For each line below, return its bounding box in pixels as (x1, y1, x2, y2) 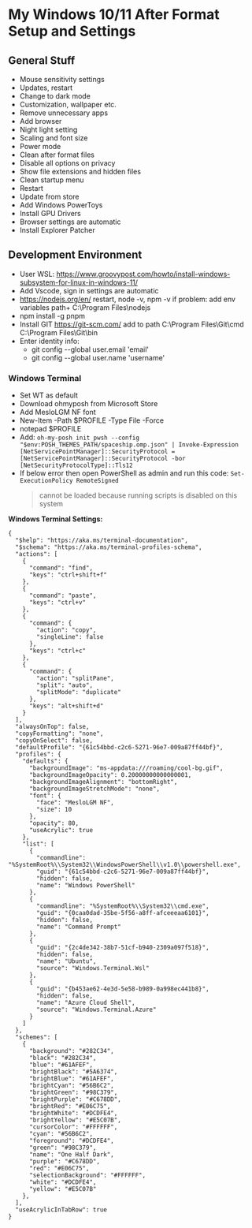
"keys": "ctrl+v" (28, 599, 87, 607)
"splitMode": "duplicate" (36, 689, 122, 696)
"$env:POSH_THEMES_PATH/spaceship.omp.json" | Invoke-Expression (19, 441, 239, 449)
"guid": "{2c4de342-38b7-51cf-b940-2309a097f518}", (36, 944, 210, 952)
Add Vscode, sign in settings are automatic (19, 286, 159, 295)
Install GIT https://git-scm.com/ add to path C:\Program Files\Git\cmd (19, 319, 244, 329)
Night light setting (19, 125, 78, 134)
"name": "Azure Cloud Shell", (36, 999, 135, 1007)
